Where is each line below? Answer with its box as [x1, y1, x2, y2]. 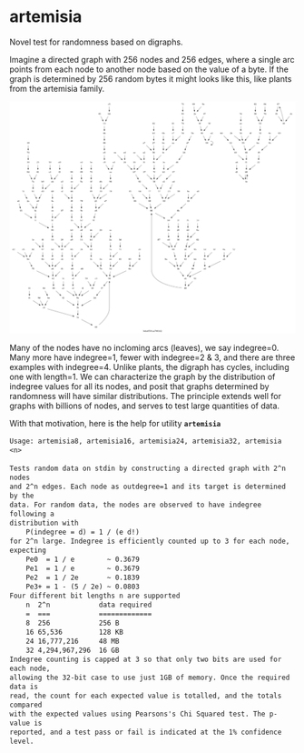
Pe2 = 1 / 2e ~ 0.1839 [25, 573, 141, 582]
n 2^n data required [25, 600, 152, 609]
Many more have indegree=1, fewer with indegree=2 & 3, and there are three [9, 352, 296, 363]
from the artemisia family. [9, 83, 105, 94]
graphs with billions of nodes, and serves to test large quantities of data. [9, 400, 279, 411]
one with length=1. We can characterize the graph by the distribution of [9, 371, 276, 382]
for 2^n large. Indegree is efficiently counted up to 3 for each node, [9, 537, 290, 546]
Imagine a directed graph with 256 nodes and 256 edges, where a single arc [9, 54, 295, 65]
